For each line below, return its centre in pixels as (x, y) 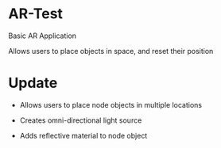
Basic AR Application (43, 36)
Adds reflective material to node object (83, 135)
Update (33, 83)
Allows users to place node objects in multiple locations (111, 104)
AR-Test (36, 14)
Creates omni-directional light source (81, 120)
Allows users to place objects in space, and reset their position (111, 51)
